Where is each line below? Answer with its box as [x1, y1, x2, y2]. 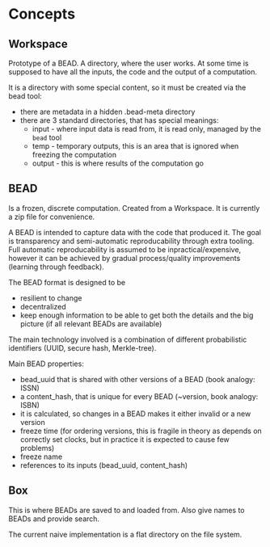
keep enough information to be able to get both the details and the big [19, 310, 254, 320]
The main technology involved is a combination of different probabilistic [8, 335, 247, 344]
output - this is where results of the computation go [32, 158, 205, 168]
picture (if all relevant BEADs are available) [19, 318, 162, 328]
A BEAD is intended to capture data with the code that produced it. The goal [8, 227, 261, 237]
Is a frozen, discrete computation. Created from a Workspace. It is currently [8, 203, 260, 212]
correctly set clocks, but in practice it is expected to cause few [19, 434, 230, 444]
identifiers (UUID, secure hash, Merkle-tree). [8, 343, 157, 352]
